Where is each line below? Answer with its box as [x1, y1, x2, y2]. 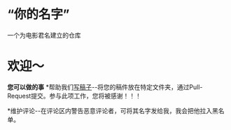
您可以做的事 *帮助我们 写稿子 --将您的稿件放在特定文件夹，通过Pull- [7, 82, 203, 91]
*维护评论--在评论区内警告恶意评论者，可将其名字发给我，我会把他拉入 [7, 106, 212, 115]
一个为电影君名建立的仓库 [7, 31, 81, 39]
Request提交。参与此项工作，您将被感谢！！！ [7, 91, 141, 100]
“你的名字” [7, 6, 70, 22]
